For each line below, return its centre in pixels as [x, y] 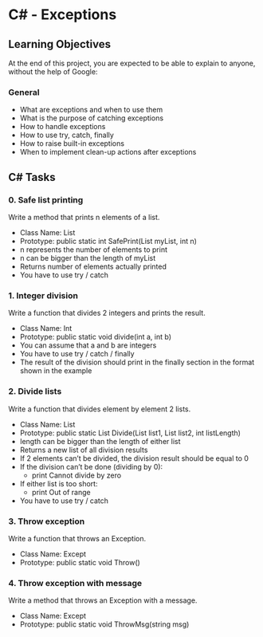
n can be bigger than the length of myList [88, 258]
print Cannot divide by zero [77, 475]
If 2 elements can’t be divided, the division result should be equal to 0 [134, 458]
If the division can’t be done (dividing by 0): [91, 466]
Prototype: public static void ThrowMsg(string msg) [104, 624]
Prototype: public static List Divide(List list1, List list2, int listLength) [130, 433]
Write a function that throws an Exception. [77, 538]
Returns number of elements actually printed [93, 266]
